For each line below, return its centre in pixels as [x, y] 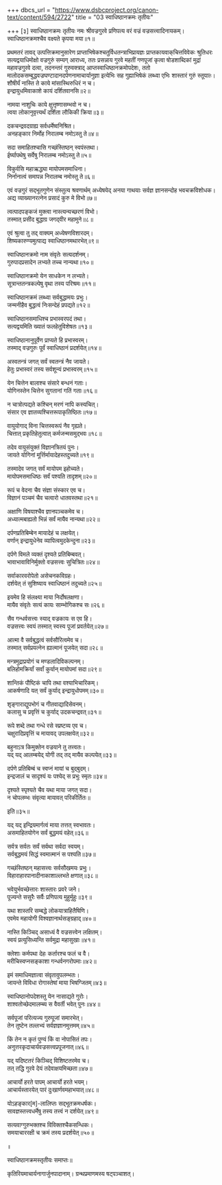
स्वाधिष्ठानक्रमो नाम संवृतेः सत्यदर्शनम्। [48, 254]
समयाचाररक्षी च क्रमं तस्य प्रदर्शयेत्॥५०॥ [51, 1133]
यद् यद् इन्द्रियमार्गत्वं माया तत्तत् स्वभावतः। [51, 825]
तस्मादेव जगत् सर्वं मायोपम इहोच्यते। [46, 468]
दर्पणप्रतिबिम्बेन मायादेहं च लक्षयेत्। [43, 533]
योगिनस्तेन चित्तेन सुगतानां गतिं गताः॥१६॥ [52, 391]
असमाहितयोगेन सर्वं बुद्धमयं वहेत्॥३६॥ [48, 833]
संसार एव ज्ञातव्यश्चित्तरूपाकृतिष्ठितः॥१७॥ [52, 412]
